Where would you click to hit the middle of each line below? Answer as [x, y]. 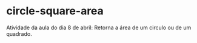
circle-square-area [55, 11]
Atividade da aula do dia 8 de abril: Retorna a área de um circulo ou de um [99, 27]
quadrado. [19, 33]
